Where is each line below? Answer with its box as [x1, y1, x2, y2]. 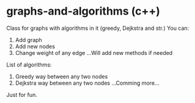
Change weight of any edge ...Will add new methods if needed [15, 49, 173, 56]
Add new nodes [15, 43, 55, 50]
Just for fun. [6, 91, 38, 98]
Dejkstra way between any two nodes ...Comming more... [15, 79, 160, 87]
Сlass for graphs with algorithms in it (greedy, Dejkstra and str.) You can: [6, 24, 189, 32]
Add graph [15, 36, 43, 43]
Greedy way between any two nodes [15, 73, 108, 80]
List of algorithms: [6, 61, 52, 68]
